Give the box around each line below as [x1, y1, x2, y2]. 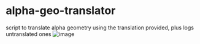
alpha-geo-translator [6, 4, 116, 18]
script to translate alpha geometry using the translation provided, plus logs [6, 24, 194, 31]
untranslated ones [6, 30, 52, 37]
